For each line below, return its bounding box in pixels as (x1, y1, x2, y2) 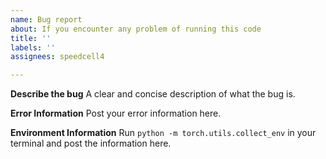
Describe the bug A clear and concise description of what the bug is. (10, 88, 296, 100)
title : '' (10, 33, 52, 43)
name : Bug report (10, 14, 83, 25)
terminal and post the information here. (10, 137, 172, 150)
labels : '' (10, 42, 56, 53)
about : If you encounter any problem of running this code (10, 24, 262, 34)
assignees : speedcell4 (10, 52, 105, 62)
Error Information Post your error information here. (10, 107, 222, 120)
